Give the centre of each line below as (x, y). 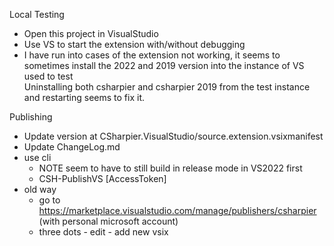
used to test (48, 76)
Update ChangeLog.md (72, 147)
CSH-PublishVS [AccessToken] (102, 178)
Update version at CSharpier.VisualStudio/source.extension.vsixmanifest (173, 136)
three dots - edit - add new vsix (103, 232)
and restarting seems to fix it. (84, 97)
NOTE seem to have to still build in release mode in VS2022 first (170, 168)
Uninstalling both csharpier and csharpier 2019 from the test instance (167, 87)
